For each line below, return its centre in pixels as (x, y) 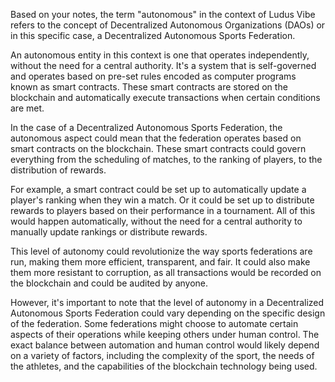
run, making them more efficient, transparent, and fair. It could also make (160, 262)
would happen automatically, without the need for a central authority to (156, 221)
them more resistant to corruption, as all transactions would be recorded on (166, 272)
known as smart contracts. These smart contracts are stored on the (149, 87)
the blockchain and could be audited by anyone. (109, 283)
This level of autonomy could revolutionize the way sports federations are (161, 251)
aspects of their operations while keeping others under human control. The (165, 334)
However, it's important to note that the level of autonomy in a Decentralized (167, 302)
